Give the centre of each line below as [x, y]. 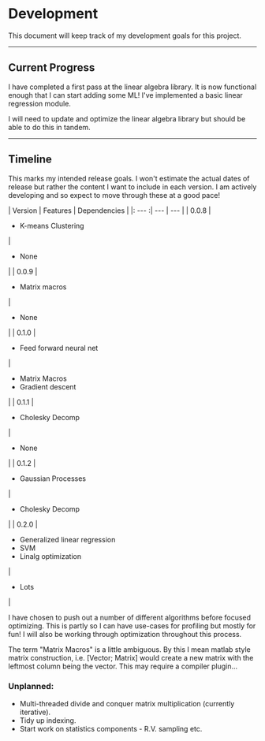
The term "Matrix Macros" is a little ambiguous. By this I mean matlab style [129, 649]
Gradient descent [48, 386]
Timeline [30, 160]
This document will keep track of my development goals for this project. [125, 35]
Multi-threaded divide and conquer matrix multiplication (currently [127, 703]
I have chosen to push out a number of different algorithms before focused [129, 617]
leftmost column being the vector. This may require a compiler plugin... [123, 666]
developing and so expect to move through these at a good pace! [114, 195]
